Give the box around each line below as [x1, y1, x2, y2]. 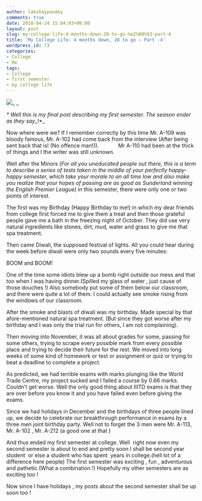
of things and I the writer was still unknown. [6, 149, 115, 155]
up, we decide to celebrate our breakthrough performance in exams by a [6, 415, 187, 421]
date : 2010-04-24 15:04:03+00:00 [6, 20, 90, 26]
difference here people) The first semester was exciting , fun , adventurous [6, 458, 193, 465]
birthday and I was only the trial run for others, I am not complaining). [6, 322, 178, 328]
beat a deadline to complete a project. [6, 359, 101, 366]
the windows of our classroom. [6, 297, 83, 304]
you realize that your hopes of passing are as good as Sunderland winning [6, 179, 193, 186]
